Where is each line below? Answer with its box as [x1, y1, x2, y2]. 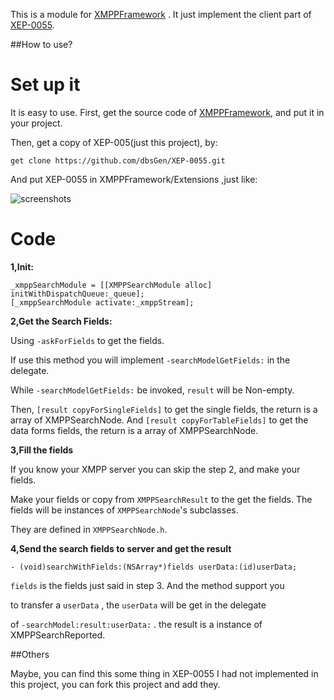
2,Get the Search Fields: [10, 315, 113, 327]
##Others [10, 648, 50, 660]
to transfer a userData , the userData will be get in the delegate [10, 599, 267, 611]
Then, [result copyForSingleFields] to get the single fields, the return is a [10, 403, 318, 415]
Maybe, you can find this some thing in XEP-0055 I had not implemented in [10, 667, 319, 679]
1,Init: [10, 260, 34, 273]
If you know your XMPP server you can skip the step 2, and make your [10, 463, 301, 475]
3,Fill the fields [10, 444, 74, 456]
